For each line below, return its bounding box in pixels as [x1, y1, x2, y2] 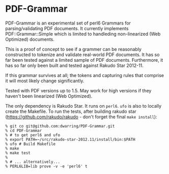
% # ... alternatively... [5, 159, 60, 164]
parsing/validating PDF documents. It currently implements [5, 25, 129, 31]
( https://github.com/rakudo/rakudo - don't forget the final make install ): [5, 113, 157, 120]
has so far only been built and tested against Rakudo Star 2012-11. [5, 62, 144, 68]
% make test [5, 150, 31, 156]
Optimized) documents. [5, 36, 55, 42]
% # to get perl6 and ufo [5, 132, 60, 138]
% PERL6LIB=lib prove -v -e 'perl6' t [5, 164, 88, 169]
